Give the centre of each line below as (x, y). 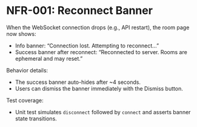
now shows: (21, 33)
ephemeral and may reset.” (49, 58)
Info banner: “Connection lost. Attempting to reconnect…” (87, 46)
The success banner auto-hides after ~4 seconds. (78, 82)
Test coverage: (25, 100)
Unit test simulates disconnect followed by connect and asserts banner (103, 112)
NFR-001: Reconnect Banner (80, 11)
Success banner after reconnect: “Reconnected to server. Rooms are (101, 52)
